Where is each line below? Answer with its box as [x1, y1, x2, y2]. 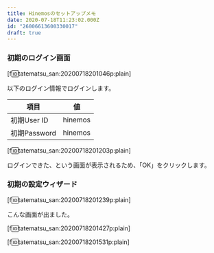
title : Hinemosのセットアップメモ [7, 10, 97, 17]
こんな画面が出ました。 [7, 210, 73, 219]
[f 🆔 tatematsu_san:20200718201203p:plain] [7, 146, 132, 155]
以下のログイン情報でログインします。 [7, 84, 115, 92]
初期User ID [10, 115, 49, 124]
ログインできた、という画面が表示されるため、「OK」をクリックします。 [7, 161, 211, 169]
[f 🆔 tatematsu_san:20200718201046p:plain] [7, 69, 132, 78]
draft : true [7, 29, 41, 36]
